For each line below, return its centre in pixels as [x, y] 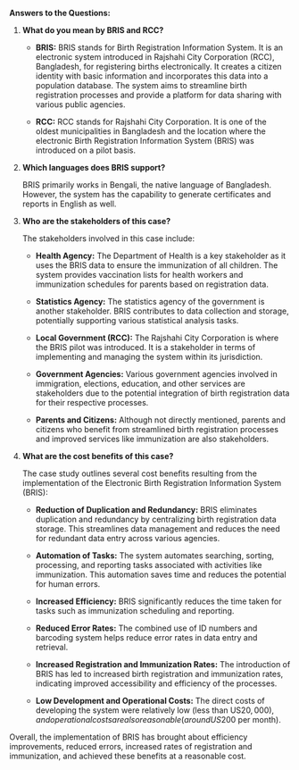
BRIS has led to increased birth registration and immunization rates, [159, 674]
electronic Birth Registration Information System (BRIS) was [145, 141]
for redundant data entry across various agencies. [128, 538]
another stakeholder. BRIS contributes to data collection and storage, [162, 311]
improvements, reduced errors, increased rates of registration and [131, 746]
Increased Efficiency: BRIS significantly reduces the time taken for [158, 601]
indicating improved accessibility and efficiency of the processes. [156, 683]
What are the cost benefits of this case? [98, 456]
